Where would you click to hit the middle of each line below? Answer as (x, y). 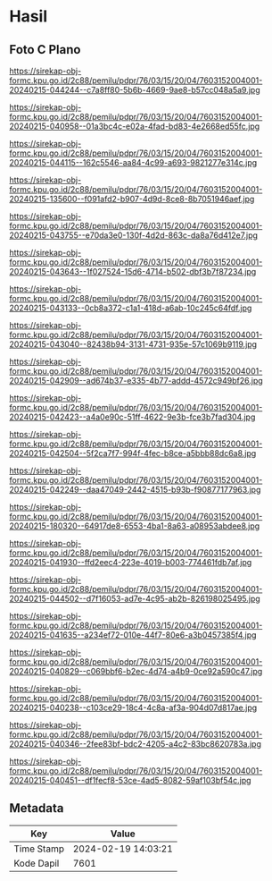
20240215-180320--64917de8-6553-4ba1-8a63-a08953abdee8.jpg (135, 526)
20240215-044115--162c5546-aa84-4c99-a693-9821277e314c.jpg (133, 162)
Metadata (37, 808)
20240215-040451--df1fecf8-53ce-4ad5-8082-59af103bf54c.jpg (130, 780)
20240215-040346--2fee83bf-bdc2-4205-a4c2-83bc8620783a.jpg (135, 744)
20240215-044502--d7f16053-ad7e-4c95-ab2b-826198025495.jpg (135, 598)
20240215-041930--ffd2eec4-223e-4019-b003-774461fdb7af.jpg (131, 562)
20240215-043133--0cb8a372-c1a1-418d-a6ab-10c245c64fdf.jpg (131, 308)
